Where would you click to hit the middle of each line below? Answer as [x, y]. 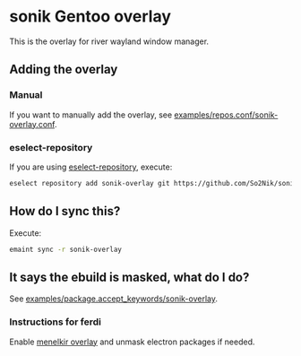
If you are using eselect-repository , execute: [91, 167]
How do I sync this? [65, 211]
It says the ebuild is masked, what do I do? [129, 277]
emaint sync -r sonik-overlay [66, 249]
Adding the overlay [64, 69]
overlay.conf [32, 124]
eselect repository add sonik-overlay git [90, 183]
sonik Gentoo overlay [90, 17]
